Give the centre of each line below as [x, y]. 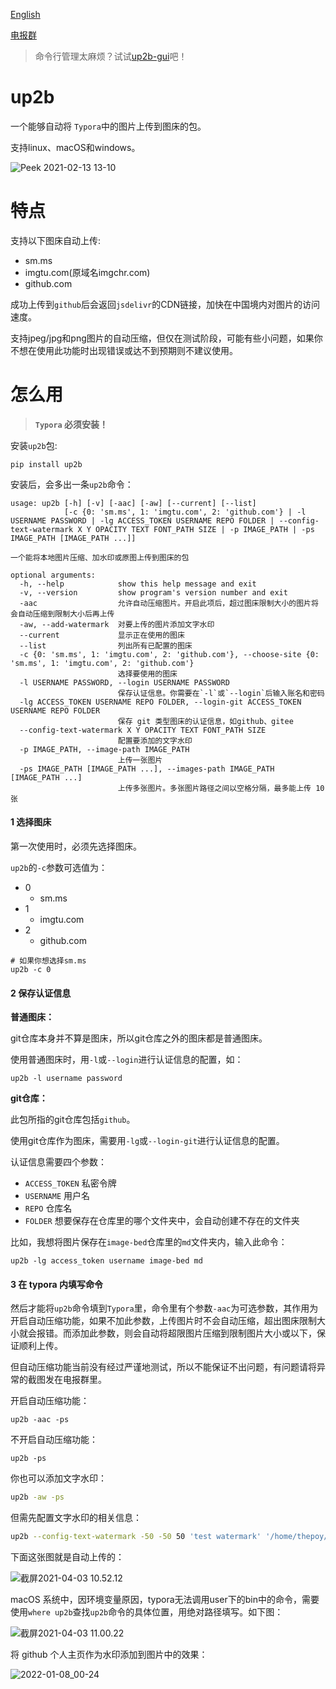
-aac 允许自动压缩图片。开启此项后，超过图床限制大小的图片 [165, 603]
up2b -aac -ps [40, 1420]
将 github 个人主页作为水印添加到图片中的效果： [109, 1655]
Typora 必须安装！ [71, 424]
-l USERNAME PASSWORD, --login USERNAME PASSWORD [124, 682]
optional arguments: [53, 575]
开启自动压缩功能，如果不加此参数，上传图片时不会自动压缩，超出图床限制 [163, 1321]
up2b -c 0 [31, 970]
